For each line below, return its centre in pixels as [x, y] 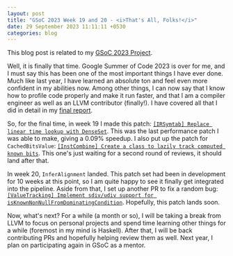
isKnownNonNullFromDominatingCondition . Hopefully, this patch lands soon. [114, 203]
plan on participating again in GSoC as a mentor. [77, 245]
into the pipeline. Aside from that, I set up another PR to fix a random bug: [113, 189]
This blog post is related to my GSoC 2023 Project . [80, 53]
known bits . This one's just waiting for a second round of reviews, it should [114, 153]
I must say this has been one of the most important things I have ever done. [115, 74]
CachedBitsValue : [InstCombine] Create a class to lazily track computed [115, 146]
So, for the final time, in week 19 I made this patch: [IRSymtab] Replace [109, 124]
